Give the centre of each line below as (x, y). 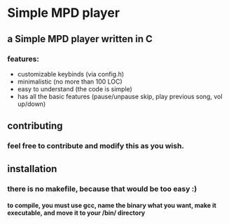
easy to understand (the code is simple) (75, 88)
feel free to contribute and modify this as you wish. (96, 146)
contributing (35, 126)
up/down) (32, 104)
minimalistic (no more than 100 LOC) (70, 81)
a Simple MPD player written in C (80, 39)
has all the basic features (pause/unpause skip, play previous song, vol (120, 96)
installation (32, 169)
